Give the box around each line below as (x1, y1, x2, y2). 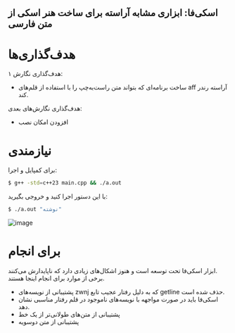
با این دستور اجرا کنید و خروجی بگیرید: (8, 192, 108, 201)
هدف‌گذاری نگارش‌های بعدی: (8, 104, 83, 113)
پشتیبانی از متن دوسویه (18, 318, 80, 326)
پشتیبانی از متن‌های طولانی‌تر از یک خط (18, 310, 120, 318)
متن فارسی (8, 18, 53, 30)
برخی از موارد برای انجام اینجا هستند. (8, 274, 105, 282)
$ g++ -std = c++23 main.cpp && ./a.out (8, 180, 122, 187)
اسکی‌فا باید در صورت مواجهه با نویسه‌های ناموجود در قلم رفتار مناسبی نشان (18, 295, 219, 303)
